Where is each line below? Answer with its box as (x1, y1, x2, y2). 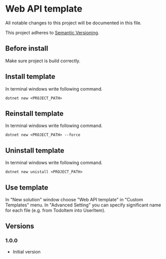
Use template (5, 183, 48, 192)
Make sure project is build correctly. (5, 58, 81, 64)
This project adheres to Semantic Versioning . (5, 29, 99, 35)
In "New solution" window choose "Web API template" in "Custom (5, 197, 143, 202)
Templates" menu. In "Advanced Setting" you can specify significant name (5, 202, 161, 208)
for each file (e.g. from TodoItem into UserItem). (5, 207, 106, 213)
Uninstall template (5, 146, 64, 155)
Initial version (12, 248, 41, 254)
